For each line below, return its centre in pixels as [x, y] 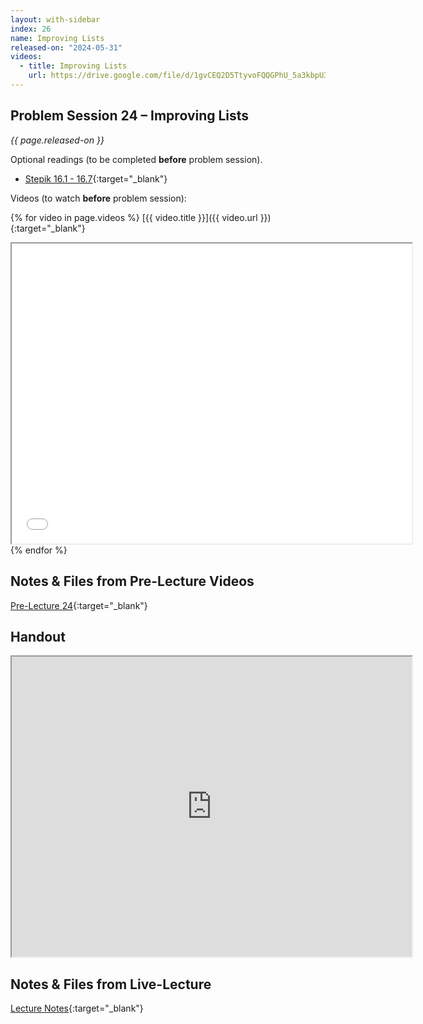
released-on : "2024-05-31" [66, 47]
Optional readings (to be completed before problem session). [136, 159]
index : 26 [31, 29]
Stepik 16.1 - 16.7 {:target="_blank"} [96, 178]
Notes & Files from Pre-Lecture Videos [132, 581]
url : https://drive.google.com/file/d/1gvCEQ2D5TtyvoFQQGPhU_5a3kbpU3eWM [185, 76]
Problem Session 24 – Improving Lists [130, 116]
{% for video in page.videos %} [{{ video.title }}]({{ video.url [134, 217]
